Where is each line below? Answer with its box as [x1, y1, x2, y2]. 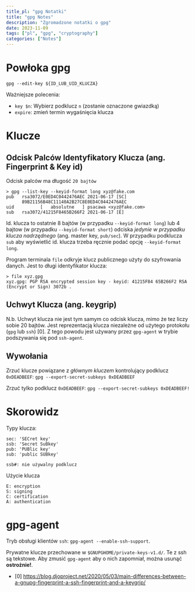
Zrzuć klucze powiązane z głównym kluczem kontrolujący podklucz [6, 367, 169, 374]
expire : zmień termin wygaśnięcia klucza [14, 108, 114, 115]
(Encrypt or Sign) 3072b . [6, 283, 72, 290]
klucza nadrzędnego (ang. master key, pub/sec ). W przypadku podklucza [6, 232, 183, 239]
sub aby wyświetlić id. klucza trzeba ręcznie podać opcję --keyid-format [6, 238, 182, 245]
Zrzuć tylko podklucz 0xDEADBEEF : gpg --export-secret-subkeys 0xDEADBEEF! [6, 384, 190, 392]
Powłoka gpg [6, 61, 71, 75]
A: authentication [6, 499, 51, 504]
